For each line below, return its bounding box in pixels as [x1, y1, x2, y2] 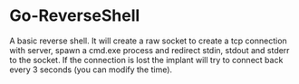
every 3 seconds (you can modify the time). [9, 64, 173, 75]
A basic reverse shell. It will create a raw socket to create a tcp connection [9, 35, 287, 46]
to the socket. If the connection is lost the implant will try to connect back [9, 54, 284, 65]
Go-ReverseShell [9, 5, 140, 26]
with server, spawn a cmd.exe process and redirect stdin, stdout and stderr [9, 44, 290, 55]
